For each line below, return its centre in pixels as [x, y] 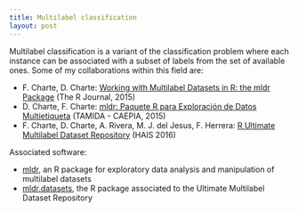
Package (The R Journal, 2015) [79, 97]
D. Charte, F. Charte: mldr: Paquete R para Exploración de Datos [139, 106]
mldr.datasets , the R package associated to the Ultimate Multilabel [143, 188]
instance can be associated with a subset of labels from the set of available [147, 61]
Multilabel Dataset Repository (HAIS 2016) [99, 135]
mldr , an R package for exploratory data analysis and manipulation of [148, 169]
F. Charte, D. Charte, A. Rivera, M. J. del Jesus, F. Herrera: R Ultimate [149, 125]
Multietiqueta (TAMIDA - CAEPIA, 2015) [94, 116]
